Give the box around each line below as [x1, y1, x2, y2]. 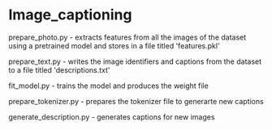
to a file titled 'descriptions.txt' [8, 65, 111, 74]
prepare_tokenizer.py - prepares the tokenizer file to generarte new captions [8, 96, 264, 106]
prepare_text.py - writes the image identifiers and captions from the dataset [8, 57, 262, 66]
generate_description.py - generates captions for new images [8, 111, 215, 122]
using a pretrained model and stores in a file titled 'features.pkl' [8, 40, 221, 50]
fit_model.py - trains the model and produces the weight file [8, 81, 209, 90]
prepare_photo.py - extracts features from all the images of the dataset [8, 32, 247, 42]
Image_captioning [8, 6, 132, 24]
